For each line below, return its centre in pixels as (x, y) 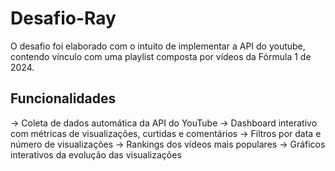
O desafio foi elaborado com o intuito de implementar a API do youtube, (158, 46)
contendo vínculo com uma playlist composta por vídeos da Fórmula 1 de (161, 56)
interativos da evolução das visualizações (96, 154)
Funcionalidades (63, 98)
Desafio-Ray (63, 18)
